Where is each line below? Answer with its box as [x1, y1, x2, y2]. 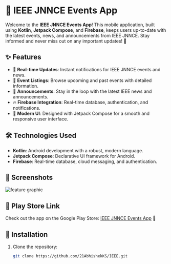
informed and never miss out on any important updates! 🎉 [5, 38, 127, 44]
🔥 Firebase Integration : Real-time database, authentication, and [12, 99, 148, 105]
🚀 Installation [5, 230, 48, 239]
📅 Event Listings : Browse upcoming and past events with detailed [12, 77, 152, 84]
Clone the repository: [12, 243, 58, 250]
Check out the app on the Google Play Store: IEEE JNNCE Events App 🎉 [5, 215, 156, 221]
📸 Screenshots [5, 173, 53, 181]
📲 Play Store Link [5, 201, 60, 210]
